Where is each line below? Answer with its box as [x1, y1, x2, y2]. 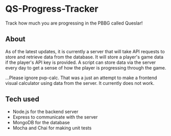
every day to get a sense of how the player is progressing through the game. [5, 64, 166, 71]
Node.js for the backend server [12, 108, 79, 115]
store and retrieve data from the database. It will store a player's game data [5, 54, 163, 60]
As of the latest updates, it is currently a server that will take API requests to [5, 48, 165, 54]
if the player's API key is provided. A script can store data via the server [5, 59, 156, 65]
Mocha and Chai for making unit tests [12, 125, 92, 131]
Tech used [5, 95, 39, 104]
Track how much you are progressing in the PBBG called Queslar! [5, 20, 143, 26]
